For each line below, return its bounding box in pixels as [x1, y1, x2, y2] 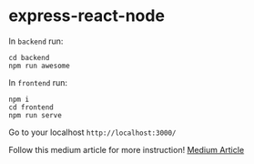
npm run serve [8, 110, 63, 119]
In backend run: [8, 36, 64, 46]
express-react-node [8, 5, 166, 26]
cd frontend [8, 102, 54, 112]
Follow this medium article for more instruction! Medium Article [8, 144, 245, 155]
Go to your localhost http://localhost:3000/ [8, 127, 177, 138]
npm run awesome [8, 61, 70, 70]
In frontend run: [8, 77, 68, 87]
